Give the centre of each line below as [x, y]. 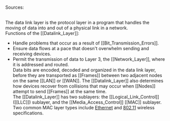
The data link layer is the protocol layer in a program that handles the [77, 23]
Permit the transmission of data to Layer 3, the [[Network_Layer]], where [89, 59]
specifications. [28, 113]
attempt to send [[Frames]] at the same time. [60, 91]
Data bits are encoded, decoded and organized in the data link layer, [84, 70]
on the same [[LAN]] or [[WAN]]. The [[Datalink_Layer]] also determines [88, 81]
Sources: [15, 7]
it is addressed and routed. [41, 65]
